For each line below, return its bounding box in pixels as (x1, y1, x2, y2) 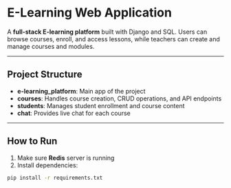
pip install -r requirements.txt (7, 174, 103, 181)
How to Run (7, 136, 58, 147)
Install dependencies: (16, 160, 78, 169)
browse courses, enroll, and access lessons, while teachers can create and (7, 34, 220, 43)
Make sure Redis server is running (16, 154, 115, 162)
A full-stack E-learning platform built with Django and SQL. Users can (7, 28, 208, 36)
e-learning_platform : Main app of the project (16, 87, 146, 95)
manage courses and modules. (7, 42, 95, 50)
